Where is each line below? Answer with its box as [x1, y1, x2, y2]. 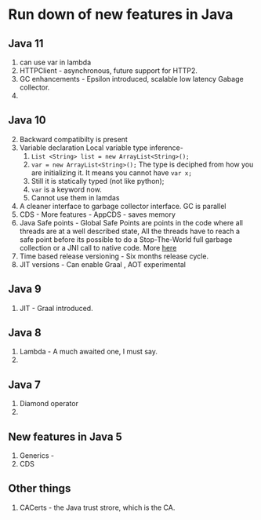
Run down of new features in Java [8, 5, 234, 24]
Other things [8, 482, 71, 496]
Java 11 [8, 37, 44, 50]
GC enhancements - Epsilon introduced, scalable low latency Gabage [19, 75, 245, 83]
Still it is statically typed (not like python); [31, 176, 165, 185]
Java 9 [8, 283, 42, 296]
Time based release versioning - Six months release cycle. [19, 251, 209, 261]
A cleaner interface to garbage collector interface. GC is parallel [19, 201, 227, 211]
